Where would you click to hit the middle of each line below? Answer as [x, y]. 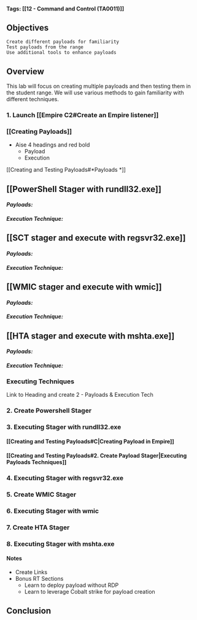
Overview [25, 71]
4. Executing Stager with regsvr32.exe [65, 478]
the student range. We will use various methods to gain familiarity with [95, 93]
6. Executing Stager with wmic [53, 511]
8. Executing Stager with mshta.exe [60, 544]
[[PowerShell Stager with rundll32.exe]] [84, 189]
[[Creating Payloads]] [39, 132]
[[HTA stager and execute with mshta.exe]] [91, 336]
